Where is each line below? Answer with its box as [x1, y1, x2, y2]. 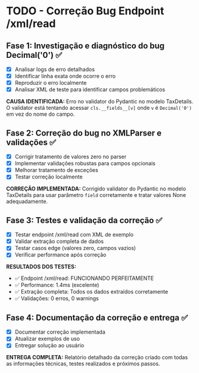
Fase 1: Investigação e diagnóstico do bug [6, 41, 165, 51]
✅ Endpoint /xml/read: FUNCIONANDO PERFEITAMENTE [14, 275, 154, 282]
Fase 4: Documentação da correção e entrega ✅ [6, 312, 188, 323]
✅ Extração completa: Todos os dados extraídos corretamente [14, 288, 169, 295]
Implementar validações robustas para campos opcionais [14, 160, 156, 167]
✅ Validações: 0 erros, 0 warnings [14, 295, 99, 302]
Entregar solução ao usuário [14, 342, 85, 349]
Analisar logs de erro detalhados [14, 66, 95, 73]
